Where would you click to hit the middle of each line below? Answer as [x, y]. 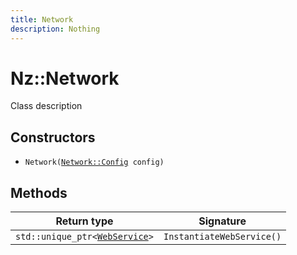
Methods [39, 192]
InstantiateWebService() [222, 237]
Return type [84, 221]
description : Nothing [55, 29]
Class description [46, 106]
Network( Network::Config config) [94, 162]
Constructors [53, 137]
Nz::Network [65, 78]
